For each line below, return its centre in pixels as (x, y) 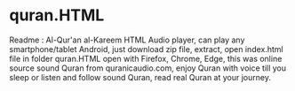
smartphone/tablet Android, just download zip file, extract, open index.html (147, 49)
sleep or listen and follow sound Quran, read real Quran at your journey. (140, 77)
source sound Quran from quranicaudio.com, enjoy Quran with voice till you (148, 68)
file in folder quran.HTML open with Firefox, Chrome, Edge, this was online (146, 58)
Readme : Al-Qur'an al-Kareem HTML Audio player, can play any (127, 40)
